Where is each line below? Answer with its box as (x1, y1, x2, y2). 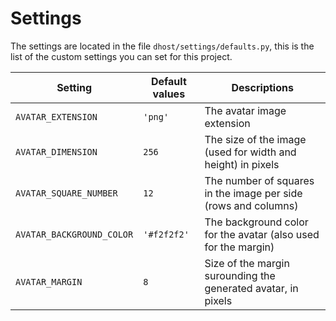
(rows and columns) (204, 198, 299, 212)
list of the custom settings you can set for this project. (10, 50, 233, 62)
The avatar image (204, 103, 287, 117)
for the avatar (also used (204, 227, 320, 241)
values (152, 87, 186, 101)
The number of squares (204, 173, 315, 187)
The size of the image (204, 132, 307, 146)
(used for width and (204, 145, 297, 159)
